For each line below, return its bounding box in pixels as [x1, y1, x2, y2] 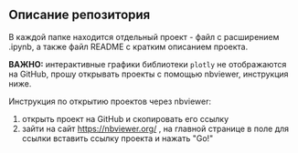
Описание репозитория [8, 7, 151, 23]
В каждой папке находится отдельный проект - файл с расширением [8, 31, 280, 42]
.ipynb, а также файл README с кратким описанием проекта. [8, 41, 249, 52]
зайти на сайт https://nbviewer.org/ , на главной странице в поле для [21, 123, 290, 134]
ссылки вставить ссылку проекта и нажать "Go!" [21, 132, 214, 144]
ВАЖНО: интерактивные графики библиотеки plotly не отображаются [8, 58, 287, 69]
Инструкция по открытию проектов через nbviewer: [8, 96, 212, 107]
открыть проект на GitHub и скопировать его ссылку [21, 113, 229, 124]
